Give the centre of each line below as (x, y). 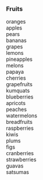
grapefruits (19, 84)
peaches (17, 109)
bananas (17, 41)
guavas (15, 166)
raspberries (20, 128)
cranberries (20, 153)
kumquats (18, 91)
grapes (15, 47)
